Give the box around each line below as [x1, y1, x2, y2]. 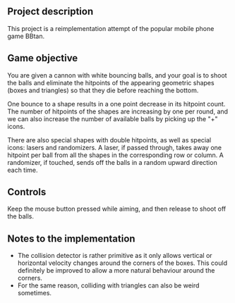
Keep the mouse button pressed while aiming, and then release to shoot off [7, 204, 227, 214]
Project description [7, 6, 94, 18]
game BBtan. [7, 32, 44, 40]
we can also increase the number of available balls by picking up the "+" [7, 114, 218, 123]
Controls [7, 186, 47, 198]
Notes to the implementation [7, 233, 135, 245]
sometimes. [17, 289, 52, 297]
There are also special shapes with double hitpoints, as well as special [7, 135, 212, 144]
